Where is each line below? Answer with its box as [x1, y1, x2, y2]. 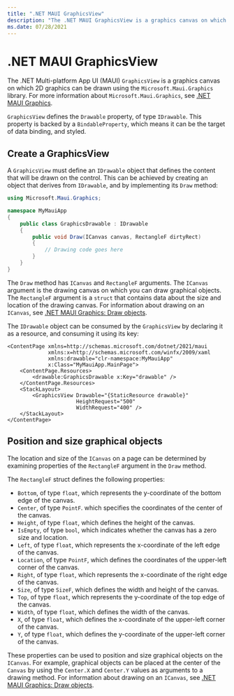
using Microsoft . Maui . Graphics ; [7, 195, 101, 202]
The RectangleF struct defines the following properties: [7, 475, 166, 483]
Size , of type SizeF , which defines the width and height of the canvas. [17, 585, 219, 594]
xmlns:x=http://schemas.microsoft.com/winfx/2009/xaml [47, 349, 211, 356]
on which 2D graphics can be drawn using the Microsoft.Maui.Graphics [7, 84, 214, 92]
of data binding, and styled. [7, 127, 87, 136]
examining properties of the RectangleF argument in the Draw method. [7, 461, 207, 470]
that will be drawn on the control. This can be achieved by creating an [7, 174, 208, 182]
